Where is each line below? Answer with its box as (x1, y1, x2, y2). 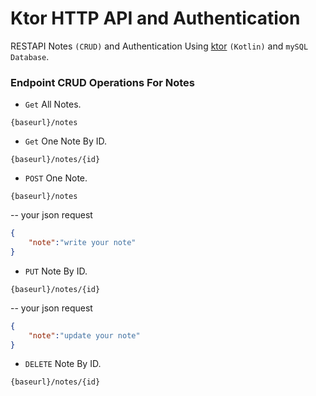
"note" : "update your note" (28, 330, 141, 341)
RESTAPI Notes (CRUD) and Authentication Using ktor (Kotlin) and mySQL (10, 40, 309, 52)
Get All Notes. (24, 98, 82, 111)
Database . (10, 50, 50, 62)
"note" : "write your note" (28, 238, 137, 248)
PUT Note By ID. (24, 265, 88, 277)
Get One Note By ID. (24, 135, 108, 147)
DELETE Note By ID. (24, 358, 102, 370)
